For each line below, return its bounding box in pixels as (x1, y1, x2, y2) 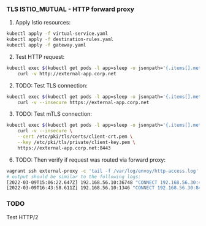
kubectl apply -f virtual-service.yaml (6, 31, 109, 37)
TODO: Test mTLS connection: (15, 110, 92, 118)
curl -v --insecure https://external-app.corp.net (17, 99, 150, 105)
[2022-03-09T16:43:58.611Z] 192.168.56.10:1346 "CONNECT (6, 185, 155, 191)
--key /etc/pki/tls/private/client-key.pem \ (17, 140, 136, 146)
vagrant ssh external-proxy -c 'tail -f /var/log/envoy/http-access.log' (6, 168, 199, 174)
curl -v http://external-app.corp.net (17, 70, 116, 77)
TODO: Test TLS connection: (15, 81, 88, 89)
